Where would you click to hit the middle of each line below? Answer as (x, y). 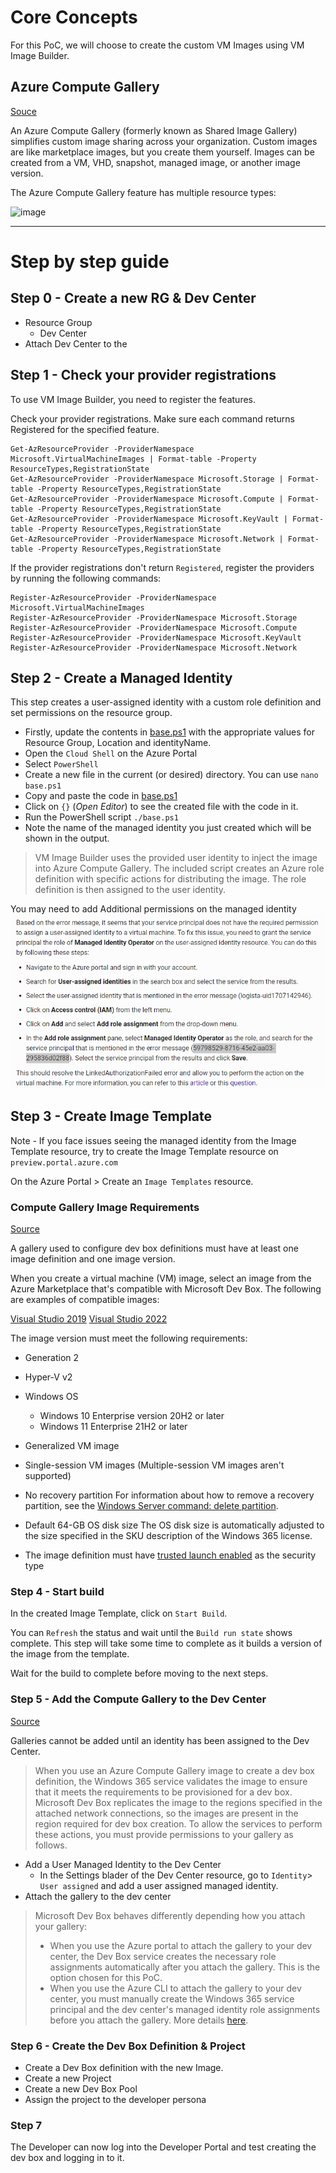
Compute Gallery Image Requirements (105, 1207)
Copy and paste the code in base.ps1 (101, 796)
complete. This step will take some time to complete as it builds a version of (166, 1643)
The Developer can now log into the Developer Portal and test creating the (163, 2147)
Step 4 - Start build (57, 1591)
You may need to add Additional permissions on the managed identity (153, 909)
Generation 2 (52, 1357)
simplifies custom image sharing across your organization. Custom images (164, 141)
